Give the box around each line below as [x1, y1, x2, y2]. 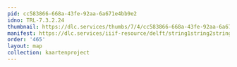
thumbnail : [7, 23, 39, 30]
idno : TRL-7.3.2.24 [7, 17, 65, 24]
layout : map [7, 43, 42, 50]
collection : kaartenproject [7, 50, 90, 57]
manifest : [7, 29, 37, 37]
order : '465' [7, 36, 46, 43]
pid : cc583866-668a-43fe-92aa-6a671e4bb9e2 [7, 10, 138, 17]
